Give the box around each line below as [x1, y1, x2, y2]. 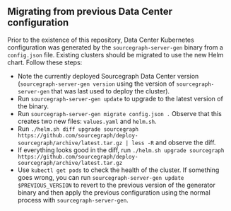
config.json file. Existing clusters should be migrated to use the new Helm [7, 50, 224, 59]
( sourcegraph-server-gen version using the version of [17, 79, 175, 88]
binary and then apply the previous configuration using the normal [17, 188, 211, 197]
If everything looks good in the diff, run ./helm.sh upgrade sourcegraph [17, 145, 225, 154]
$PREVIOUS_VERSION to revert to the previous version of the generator [17, 181, 215, 189]
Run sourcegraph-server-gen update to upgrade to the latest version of [17, 94, 224, 103]
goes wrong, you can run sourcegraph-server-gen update [17, 173, 184, 181]
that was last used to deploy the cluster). [51, 86, 170, 95]
